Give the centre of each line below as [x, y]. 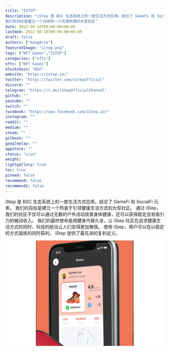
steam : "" [16, 133]
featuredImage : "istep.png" [35, 48]
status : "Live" [21, 154]
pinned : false [20, 175]
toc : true [16, 170]
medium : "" [17, 128]
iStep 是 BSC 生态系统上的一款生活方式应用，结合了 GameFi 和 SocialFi [79, 201]
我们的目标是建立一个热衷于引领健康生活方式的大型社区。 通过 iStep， [88, 208]
